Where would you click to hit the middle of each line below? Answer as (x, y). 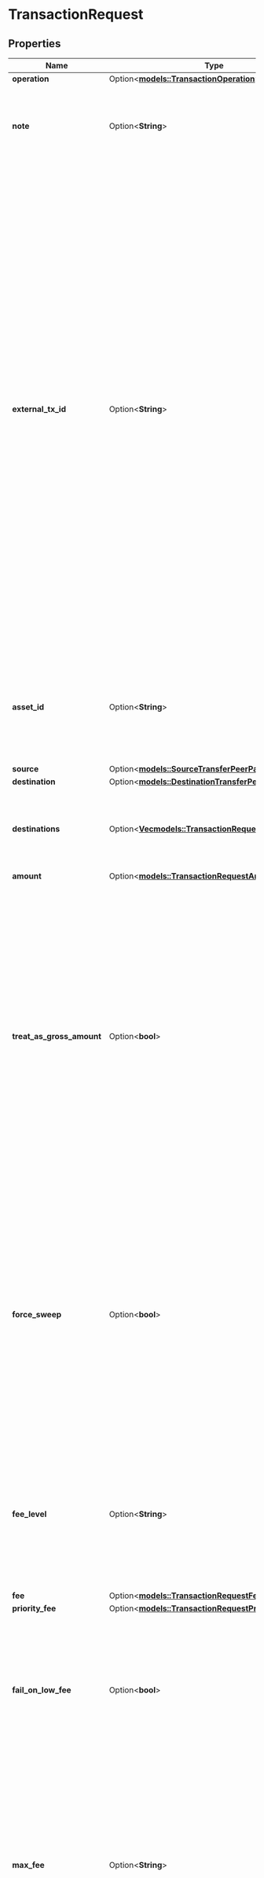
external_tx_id (39, 409)
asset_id (28, 707)
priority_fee (34, 1608)
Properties (35, 44)
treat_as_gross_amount (57, 1036)
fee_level (29, 1514)
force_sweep (37, 1315)
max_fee (28, 1865)
